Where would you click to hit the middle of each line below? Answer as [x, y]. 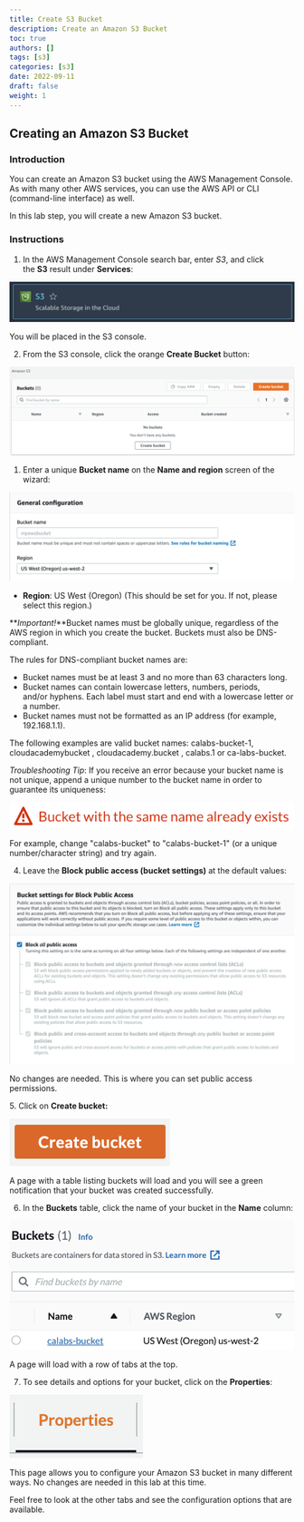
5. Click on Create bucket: [59, 1106]
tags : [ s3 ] [30, 58]
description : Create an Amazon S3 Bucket [89, 29]
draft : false [34, 86]
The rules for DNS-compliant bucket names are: [99, 659]
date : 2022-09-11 [42, 77]
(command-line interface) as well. [72, 199]
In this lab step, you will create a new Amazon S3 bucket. [116, 216]
